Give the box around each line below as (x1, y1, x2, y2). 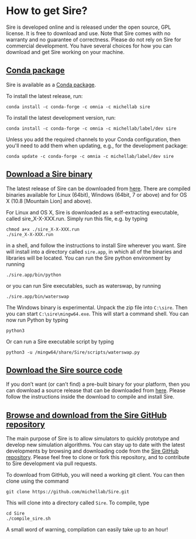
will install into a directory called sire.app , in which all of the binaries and (6, 248, 183, 255)
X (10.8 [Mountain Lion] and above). (6, 197, 92, 204)
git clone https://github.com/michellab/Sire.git (6, 489, 130, 495)
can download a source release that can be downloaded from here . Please (6, 387, 186, 394)
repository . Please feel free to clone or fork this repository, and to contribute (6, 454, 190, 461)
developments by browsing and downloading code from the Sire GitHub (6, 447, 179, 454)
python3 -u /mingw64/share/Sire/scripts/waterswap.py (6, 349, 140, 355)
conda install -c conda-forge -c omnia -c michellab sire (6, 104, 150, 110)
